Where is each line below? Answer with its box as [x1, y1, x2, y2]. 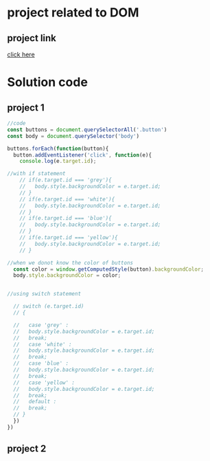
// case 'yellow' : [13, 379, 75, 386]
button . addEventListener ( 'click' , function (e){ [13, 151, 152, 159]
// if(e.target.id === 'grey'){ [19, 177, 112, 183]
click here [7, 50, 36, 58]
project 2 [7, 443, 47, 455]
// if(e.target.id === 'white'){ [19, 196, 115, 203]
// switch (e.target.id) [13, 303, 84, 310]
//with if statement [7, 170, 67, 177]
